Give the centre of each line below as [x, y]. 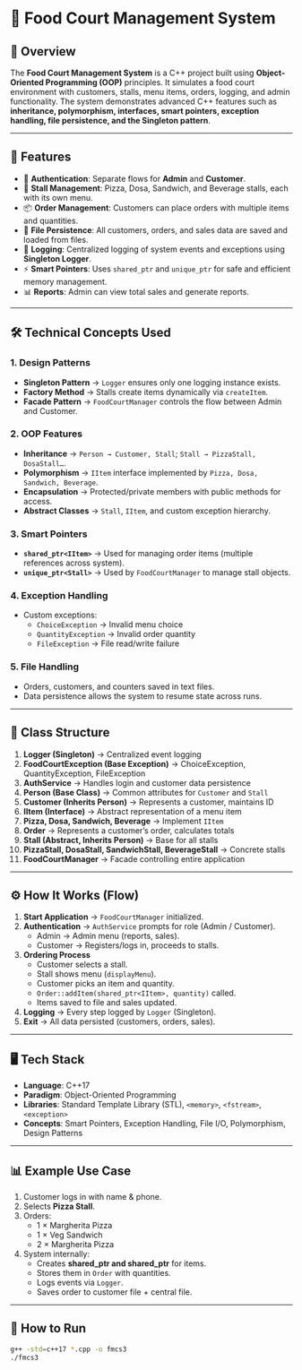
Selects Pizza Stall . [59, 1206]
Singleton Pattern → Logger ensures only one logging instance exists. [152, 382]
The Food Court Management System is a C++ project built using [132, 73]
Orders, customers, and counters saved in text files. [119, 686]
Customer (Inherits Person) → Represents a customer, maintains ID [148, 802]
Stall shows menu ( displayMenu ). [96, 974]
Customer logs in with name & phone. [92, 1196]
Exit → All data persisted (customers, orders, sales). [119, 1021]
